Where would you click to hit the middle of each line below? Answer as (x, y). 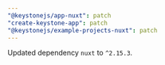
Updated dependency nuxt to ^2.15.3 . (70, 53)
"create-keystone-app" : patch (58, 23)
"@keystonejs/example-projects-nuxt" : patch (82, 30)
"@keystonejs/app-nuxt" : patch (59, 15)
